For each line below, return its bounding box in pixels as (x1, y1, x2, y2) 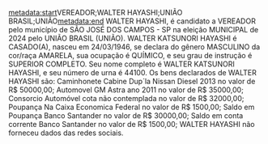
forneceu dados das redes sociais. (8, 128, 124, 138)
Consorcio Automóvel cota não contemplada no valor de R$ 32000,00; (8, 94, 245, 103)
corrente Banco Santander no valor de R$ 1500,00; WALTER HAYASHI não (8, 120, 255, 129)
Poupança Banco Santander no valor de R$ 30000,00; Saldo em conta (8, 111, 244, 121)
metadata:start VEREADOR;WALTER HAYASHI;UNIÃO (8, 8, 183, 17)
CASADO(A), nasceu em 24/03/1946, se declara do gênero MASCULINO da (8, 42, 261, 52)
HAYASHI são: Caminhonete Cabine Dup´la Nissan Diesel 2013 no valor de (8, 77, 256, 86)
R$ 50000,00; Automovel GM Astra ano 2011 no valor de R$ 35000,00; (8, 85, 245, 95)
